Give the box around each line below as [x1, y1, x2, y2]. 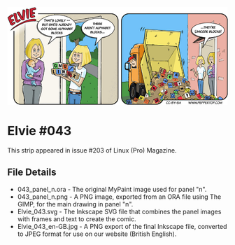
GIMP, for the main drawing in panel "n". [17, 199, 134, 208]
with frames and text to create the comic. [17, 214, 136, 223]
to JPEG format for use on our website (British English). [17, 230, 177, 238]
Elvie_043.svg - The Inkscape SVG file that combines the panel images [17, 207, 222, 216]
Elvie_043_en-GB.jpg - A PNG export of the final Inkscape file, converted [17, 222, 227, 230]
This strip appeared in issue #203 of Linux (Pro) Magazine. [7, 146, 177, 154]
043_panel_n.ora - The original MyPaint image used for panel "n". [17, 185, 207, 193]
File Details [7, 167, 57, 178]
